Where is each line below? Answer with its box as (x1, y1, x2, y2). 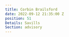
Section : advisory (5, 25, 42, 30)
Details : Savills (5, 20, 40, 25)
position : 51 (5, 16, 32, 21)
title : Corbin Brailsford (5, 7, 57, 12)
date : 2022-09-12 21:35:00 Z (5, 12, 64, 16)
